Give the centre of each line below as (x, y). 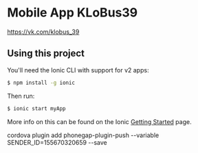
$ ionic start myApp (37, 108)
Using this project (46, 53)
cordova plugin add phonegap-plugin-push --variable (83, 135)
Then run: (21, 96)
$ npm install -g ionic (41, 83)
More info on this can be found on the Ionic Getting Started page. (99, 121)
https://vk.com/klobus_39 (43, 32)
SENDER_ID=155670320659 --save (57, 142)
